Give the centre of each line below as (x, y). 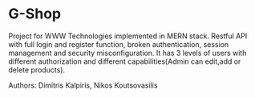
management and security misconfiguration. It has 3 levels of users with (127, 53)
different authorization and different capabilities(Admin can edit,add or (125, 61)
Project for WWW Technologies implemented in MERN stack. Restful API (128, 36)
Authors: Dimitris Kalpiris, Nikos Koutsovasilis (83, 85)
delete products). (37, 69)
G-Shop (35, 14)
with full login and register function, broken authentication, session (119, 44)
